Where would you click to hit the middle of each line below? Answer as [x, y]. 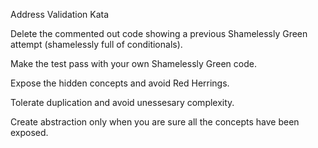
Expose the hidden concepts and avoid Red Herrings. [120, 83]
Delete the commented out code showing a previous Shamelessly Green [159, 33]
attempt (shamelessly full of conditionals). [96, 44]
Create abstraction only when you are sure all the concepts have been [155, 122]
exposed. [29, 132]
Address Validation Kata [60, 14]
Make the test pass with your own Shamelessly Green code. [133, 63]
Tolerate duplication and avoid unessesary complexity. [122, 102]
